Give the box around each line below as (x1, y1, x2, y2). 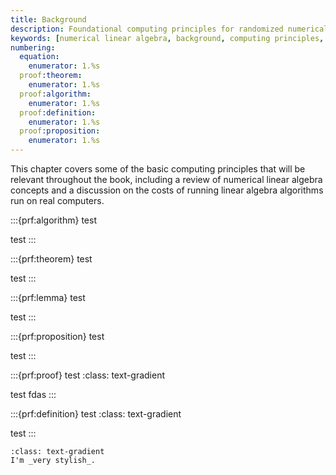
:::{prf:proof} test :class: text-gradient (10, 369, 166, 381)
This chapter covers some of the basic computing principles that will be (10, 163, 306, 175)
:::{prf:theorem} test (10, 253, 93, 265)
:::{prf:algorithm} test (10, 214, 97, 226)
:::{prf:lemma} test (10, 292, 86, 303)
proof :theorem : (19, 71, 83, 81)
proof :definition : (19, 107, 97, 118)
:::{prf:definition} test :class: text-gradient (10, 408, 182, 420)
